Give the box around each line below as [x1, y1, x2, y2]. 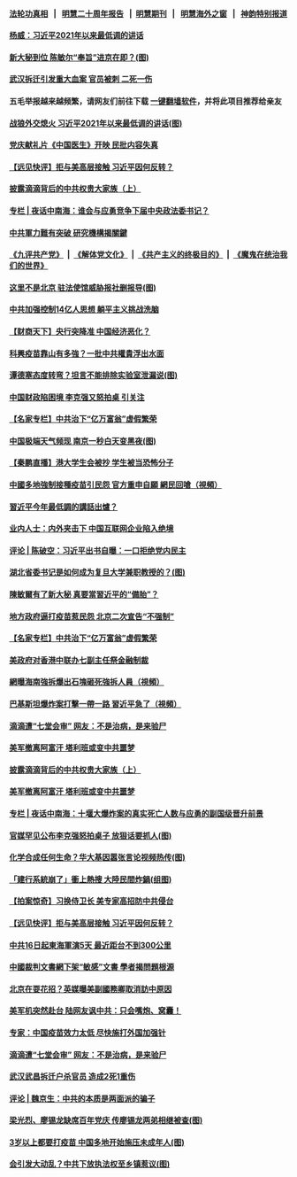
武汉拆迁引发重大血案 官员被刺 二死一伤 [9, 74, 153, 84]
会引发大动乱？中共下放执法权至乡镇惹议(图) [9, 1158, 171, 1169]
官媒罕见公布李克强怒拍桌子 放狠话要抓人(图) [9, 830, 172, 840]
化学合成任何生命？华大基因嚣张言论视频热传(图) [9, 852, 186, 863]
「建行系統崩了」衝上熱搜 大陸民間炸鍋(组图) [9, 873, 172, 885]
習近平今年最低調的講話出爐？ [9, 501, 118, 512]
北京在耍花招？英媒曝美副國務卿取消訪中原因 [9, 983, 172, 994]
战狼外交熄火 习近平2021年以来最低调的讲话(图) [9, 118, 183, 128]
